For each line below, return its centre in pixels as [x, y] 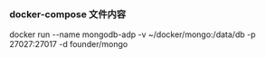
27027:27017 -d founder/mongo [69, 44]
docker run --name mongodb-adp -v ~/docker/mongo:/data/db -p [132, 34]
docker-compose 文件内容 [68, 14]
